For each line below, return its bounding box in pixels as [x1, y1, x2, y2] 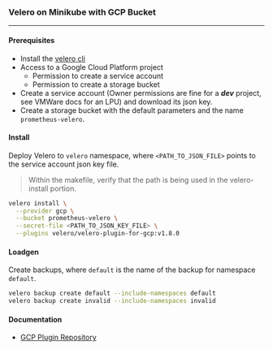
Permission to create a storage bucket [32, 80, 160, 89]
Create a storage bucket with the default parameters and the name [19, 105, 244, 115]
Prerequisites [8, 35, 55, 45]
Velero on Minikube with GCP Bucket [8, 6, 157, 18]
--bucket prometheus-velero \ [15, 214, 118, 223]
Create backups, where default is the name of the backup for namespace [8, 265, 256, 274]
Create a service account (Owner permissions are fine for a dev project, [19, 88, 262, 97]
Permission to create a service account [32, 71, 164, 80]
